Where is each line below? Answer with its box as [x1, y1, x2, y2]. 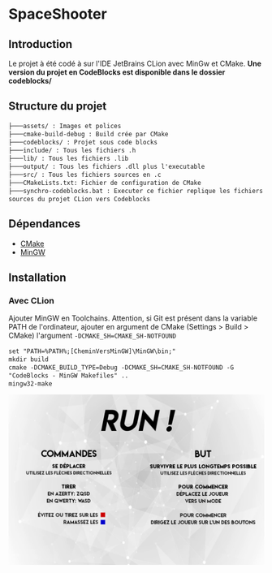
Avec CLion [8, 295, 54, 306]
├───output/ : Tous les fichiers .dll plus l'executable [8, 162, 205, 170]
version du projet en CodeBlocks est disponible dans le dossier [8, 67, 226, 77]
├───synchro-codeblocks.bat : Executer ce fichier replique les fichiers [8, 187, 264, 195]
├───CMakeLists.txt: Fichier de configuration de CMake [8, 179, 201, 187]
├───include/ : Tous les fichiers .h [8, 146, 136, 154]
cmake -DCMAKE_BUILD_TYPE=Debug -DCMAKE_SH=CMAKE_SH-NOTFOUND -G [8, 364, 234, 372]
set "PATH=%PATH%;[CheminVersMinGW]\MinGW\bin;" [8, 347, 176, 355]
